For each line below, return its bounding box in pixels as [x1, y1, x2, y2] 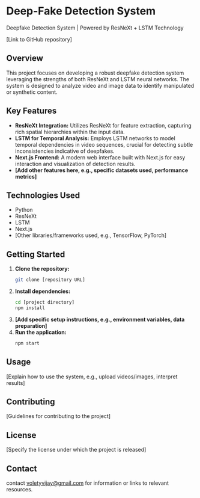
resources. [6, 485, 33, 493]
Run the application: [14, 328, 67, 336]
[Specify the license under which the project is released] [6, 446, 147, 453]
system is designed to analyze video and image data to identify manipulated [6, 82, 195, 89]
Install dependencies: [14, 287, 71, 295]
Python [14, 206, 33, 214]
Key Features [6, 106, 57, 116]
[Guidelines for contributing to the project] [6, 413, 111, 420]
